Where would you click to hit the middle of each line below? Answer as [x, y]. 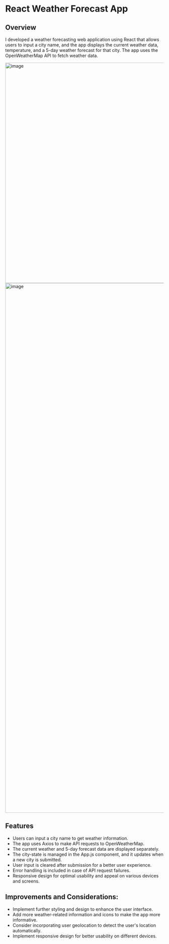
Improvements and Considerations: [62, 897]
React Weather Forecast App [67, 9]
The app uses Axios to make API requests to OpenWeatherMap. [78, 844]
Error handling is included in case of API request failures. [71, 870]
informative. [25, 920]
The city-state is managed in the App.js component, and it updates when [88, 854]
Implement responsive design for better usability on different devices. [84, 936]
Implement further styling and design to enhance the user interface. [83, 909]
